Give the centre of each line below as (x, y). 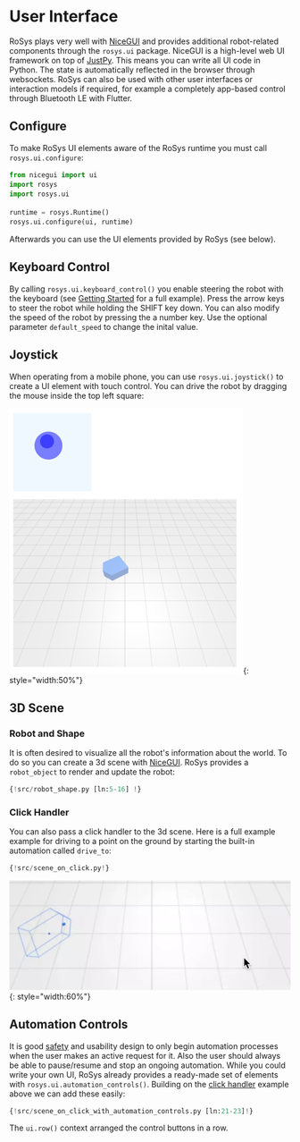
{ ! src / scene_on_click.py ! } (59, 868)
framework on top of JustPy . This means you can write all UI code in (135, 60)
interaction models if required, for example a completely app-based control (147, 89)
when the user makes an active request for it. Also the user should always (145, 1055)
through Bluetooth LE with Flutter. (71, 98)
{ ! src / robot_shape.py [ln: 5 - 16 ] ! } (75, 790)
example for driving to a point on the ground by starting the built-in (132, 842)
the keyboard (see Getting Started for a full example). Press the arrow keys (147, 298)
